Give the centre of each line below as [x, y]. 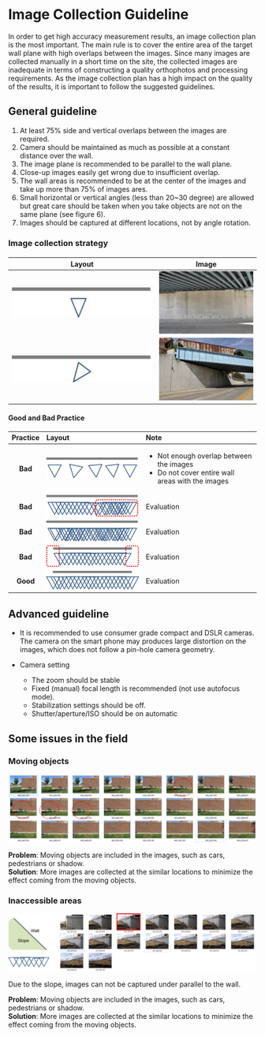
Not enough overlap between [205, 456]
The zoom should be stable [76, 681]
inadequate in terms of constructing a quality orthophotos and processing [128, 69]
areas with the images [193, 481]
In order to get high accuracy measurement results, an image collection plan [132, 36]
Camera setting [45, 665]
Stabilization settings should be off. [88, 705]
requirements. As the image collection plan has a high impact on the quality [131, 78]
